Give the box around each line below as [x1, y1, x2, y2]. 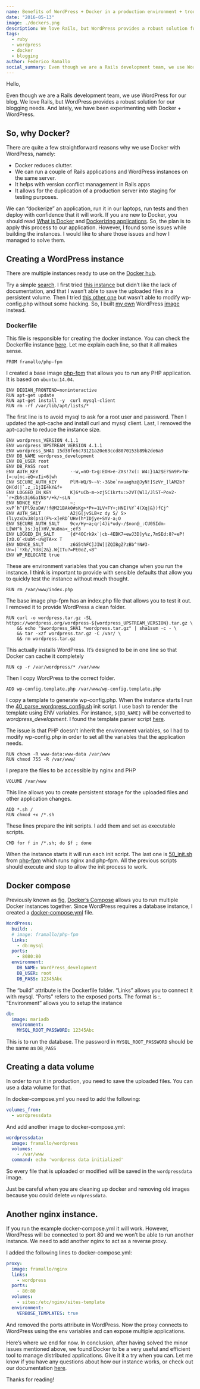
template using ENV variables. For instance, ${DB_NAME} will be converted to [6, 709, 192, 716]
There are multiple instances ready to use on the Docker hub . [6, 270, 157, 277]
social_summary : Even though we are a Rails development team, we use [6, 64, 185, 70]
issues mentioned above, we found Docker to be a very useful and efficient [6, 1345, 190, 1352]
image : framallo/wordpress [11, 1140, 79, 1146]
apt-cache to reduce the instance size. [6, 426, 101, 433]
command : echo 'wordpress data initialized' [11, 1157, 124, 1163]
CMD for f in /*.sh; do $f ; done [6, 840, 92, 846]
